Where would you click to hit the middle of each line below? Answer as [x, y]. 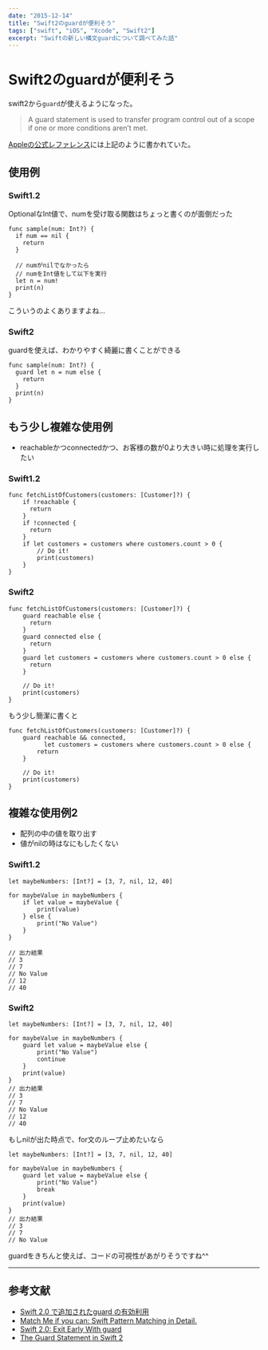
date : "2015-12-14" [41, 16]
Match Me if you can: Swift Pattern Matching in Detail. [108, 1320]
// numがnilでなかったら [52, 265]
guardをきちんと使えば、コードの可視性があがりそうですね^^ [108, 1256]
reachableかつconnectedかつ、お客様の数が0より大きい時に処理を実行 [136, 447]
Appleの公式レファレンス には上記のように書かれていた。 [102, 145]
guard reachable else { [62, 616]
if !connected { [50, 523]
